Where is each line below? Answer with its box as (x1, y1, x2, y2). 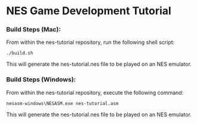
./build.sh (6, 50, 33, 56)
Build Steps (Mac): (6, 26, 61, 34)
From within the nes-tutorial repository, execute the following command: (6, 89, 184, 96)
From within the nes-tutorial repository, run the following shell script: (6, 39, 175, 46)
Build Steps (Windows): (6, 75, 76, 84)
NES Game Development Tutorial (6, 4, 171, 18)
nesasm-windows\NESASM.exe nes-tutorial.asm (6, 100, 119, 106)
